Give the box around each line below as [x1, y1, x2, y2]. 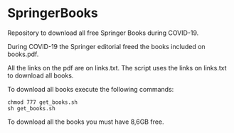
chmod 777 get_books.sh [7, 98, 78, 106]
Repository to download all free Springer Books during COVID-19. [7, 28, 199, 37]
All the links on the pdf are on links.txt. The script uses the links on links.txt [7, 63, 227, 72]
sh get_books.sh [7, 105, 55, 112]
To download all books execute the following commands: [7, 85, 174, 93]
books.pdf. [7, 50, 39, 58]
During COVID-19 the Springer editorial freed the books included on [7, 42, 206, 50]
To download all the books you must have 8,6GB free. [7, 117, 165, 126]
